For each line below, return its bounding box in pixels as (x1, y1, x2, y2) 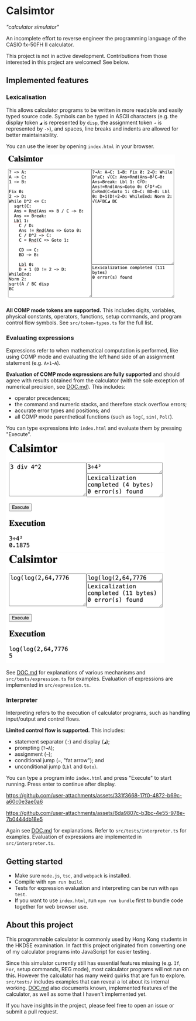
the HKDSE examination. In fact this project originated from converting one (6, 941, 186, 949)
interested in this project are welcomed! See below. (6, 59, 130, 66)
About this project (6, 920, 74, 930)
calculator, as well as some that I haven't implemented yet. (6, 991, 147, 998)
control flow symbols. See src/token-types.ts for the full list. (6, 319, 153, 326)
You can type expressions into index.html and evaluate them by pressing (6, 424, 183, 431)
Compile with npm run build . (14, 878, 84, 885)
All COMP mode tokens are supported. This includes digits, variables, (6, 306, 176, 314)
